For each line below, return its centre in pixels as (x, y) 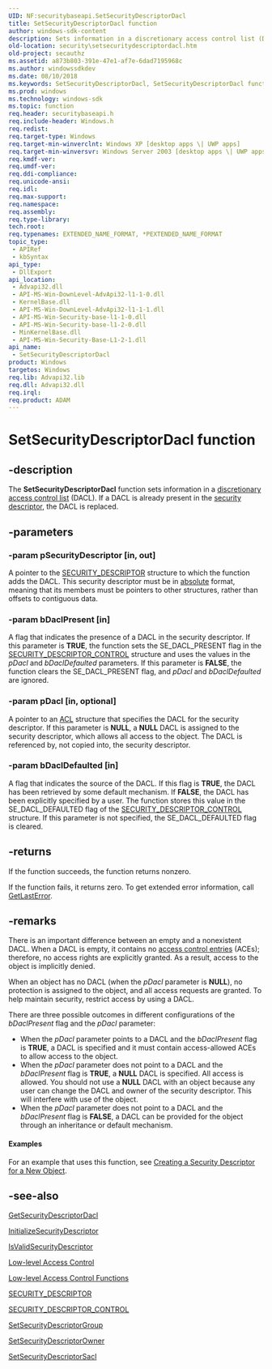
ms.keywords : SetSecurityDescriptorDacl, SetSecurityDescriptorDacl (126, 83)
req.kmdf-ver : (32, 159)
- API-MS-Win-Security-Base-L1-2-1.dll (79, 340)
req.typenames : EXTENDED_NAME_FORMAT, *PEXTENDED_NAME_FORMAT (115, 235)
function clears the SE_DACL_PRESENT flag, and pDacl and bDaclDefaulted (135, 672)
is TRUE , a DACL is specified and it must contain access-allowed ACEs (138, 1048)
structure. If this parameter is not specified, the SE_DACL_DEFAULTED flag (133, 817)
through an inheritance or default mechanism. (96, 1125)
